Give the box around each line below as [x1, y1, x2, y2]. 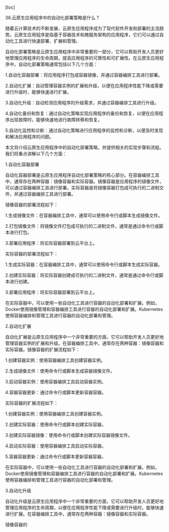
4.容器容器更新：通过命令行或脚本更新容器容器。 [5, 389, 107, 395]
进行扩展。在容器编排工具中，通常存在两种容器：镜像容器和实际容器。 [5, 511, 151, 517]
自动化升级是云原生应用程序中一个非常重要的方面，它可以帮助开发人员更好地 [5, 498, 164, 504]
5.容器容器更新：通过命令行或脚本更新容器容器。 [5, 453, 106, 459]
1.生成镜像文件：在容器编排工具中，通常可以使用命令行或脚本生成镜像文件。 [5, 213, 162, 218]
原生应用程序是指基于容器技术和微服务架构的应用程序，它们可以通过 [18, 32, 159, 37]
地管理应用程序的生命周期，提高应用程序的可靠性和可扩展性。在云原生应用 [5, 55, 159, 61]
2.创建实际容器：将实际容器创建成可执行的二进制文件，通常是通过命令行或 [5, 272, 159, 278]
